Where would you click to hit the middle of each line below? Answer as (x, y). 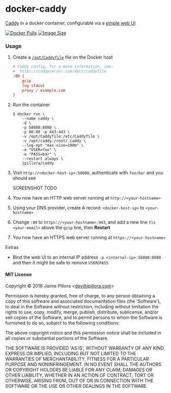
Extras (12, 248)
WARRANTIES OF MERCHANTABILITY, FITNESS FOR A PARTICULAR (77, 359)
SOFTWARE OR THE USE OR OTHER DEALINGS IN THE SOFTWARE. (77, 386)
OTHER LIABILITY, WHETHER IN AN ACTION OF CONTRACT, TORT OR (79, 375)
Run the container (31, 105)
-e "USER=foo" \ (39, 150)
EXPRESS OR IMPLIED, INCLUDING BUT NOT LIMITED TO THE (71, 353)
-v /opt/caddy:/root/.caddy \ (54, 141)
